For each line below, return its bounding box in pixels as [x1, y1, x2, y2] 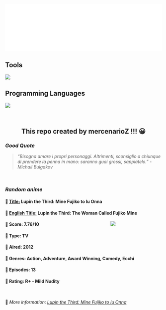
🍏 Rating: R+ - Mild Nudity [5, 278, 60, 285]
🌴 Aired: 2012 [5, 244, 34, 250]
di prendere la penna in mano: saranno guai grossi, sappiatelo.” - [17, 158, 152, 165]
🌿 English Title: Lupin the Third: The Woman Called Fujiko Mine [5, 210, 138, 216]
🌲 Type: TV [5, 233, 29, 239]
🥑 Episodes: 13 [5, 267, 36, 273]
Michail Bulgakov [17, 164, 53, 170]
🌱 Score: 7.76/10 [5, 221, 39, 227]
